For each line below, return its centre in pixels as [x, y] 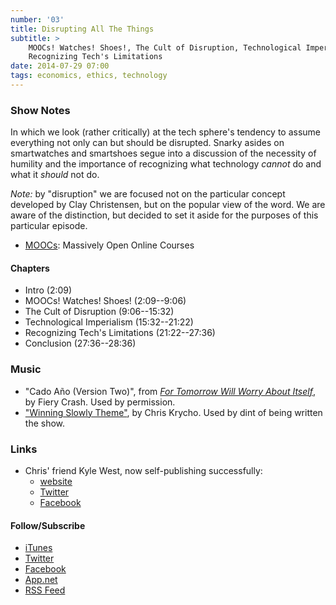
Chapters [30, 268]
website [56, 481]
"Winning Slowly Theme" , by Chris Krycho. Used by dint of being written [173, 412]
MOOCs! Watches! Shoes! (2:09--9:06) [105, 301]
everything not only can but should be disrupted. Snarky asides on [147, 143]
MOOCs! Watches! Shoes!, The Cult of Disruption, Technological [165, 47]
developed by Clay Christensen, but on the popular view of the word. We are [168, 205]
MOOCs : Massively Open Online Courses [109, 245]
